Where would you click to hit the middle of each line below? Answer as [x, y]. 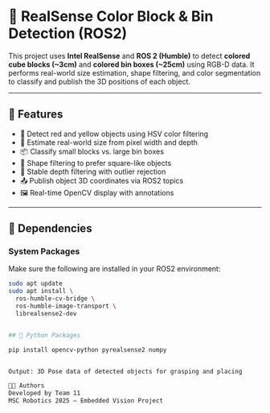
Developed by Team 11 [45, 394]
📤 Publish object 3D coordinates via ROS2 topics [102, 180]
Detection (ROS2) [68, 33]
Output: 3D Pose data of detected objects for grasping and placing [125, 371]
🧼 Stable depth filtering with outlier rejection [93, 171]
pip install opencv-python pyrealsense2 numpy [88, 349]
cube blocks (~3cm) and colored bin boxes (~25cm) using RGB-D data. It [131, 64]
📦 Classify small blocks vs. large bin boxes [92, 151]
